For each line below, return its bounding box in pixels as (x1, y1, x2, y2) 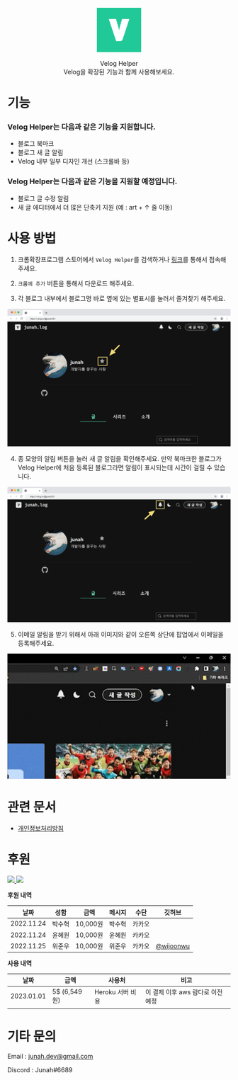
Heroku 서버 (94, 987, 130, 996)
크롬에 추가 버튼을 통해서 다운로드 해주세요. (17, 279, 135, 288)
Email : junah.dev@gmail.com (7, 1052, 93, 1061)
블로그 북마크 (17, 140, 55, 148)
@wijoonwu (155, 941, 190, 950)
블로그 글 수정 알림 (17, 194, 69, 203)
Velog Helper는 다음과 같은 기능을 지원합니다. (7, 122, 156, 132)
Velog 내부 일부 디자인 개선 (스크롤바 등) (17, 157, 130, 166)
